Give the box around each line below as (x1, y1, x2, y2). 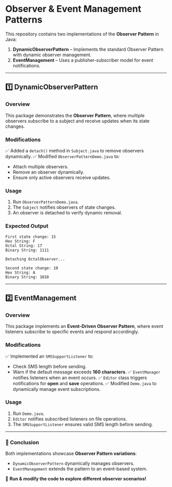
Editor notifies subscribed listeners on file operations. (12, 415, 127, 422)
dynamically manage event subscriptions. (12, 386, 101, 392)
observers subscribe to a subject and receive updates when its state (5, 118, 150, 124)
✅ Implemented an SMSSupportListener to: (5, 353, 94, 359)
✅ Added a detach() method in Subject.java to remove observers (5, 147, 144, 153)
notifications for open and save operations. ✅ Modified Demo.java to (12, 380, 157, 386)
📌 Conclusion (5, 438, 39, 446)
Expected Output (5, 223, 49, 230)
